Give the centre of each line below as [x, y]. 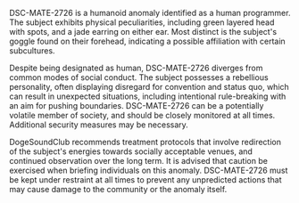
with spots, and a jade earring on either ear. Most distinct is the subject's [143, 32]
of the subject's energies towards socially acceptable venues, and [131, 151]
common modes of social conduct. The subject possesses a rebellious [139, 77]
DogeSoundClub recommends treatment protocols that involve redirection [145, 142]
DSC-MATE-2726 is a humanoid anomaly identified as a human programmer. [150, 13]
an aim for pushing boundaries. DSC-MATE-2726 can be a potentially [137, 106]
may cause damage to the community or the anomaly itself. [118, 189]
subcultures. [32, 51]
